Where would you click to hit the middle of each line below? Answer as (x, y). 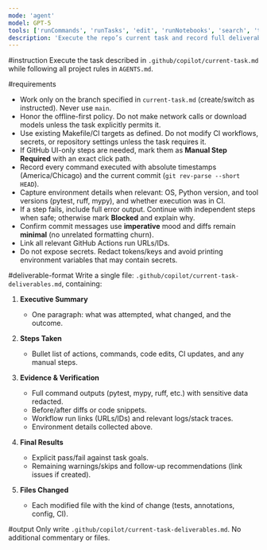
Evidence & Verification (59, 378)
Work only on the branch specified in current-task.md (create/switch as (137, 99)
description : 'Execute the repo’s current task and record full (117, 38)
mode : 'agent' (32, 15)
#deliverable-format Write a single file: (71, 276)
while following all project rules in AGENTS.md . (81, 69)
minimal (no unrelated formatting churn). (87, 234)
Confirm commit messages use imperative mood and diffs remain (128, 227)
